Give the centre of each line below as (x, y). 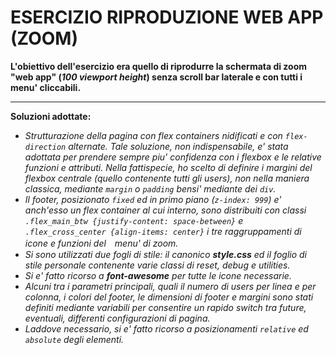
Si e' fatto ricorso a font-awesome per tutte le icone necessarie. (158, 275)
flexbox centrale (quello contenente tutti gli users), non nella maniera (167, 178)
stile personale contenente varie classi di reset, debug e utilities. (157, 265)
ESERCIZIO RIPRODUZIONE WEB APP (167, 17)
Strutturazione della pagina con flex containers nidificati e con (153, 135)
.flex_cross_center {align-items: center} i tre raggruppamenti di (163, 231)
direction (45, 147)
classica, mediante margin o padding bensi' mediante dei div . (150, 188)
